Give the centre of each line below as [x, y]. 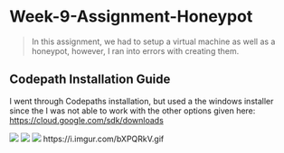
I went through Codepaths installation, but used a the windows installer [142, 101]
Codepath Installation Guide [90, 80]
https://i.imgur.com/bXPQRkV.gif [104, 139]
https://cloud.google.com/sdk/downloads [87, 120]
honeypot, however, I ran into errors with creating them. [135, 50]
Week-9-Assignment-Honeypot [131, 17]
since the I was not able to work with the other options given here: [133, 111]
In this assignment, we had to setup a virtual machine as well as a [153, 41]
